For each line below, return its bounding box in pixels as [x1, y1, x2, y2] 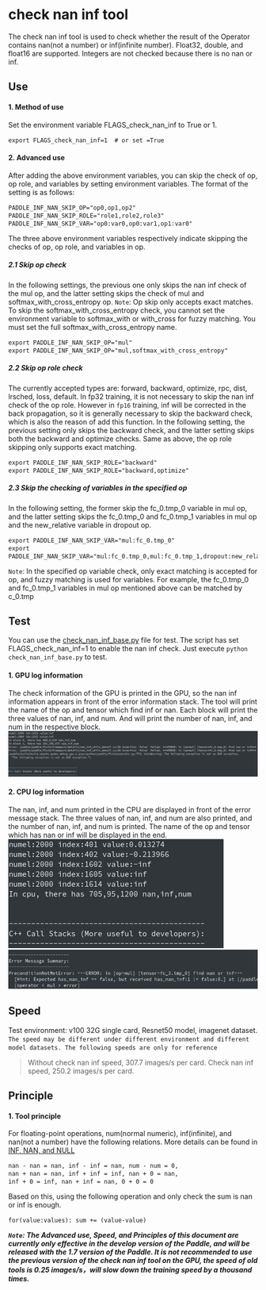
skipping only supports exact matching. [8, 442, 137, 451]
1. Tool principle [8, 1111, 62, 1120]
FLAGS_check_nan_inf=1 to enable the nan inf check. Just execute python [8, 644, 248, 654]
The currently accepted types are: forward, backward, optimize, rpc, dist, [8, 383, 248, 393]
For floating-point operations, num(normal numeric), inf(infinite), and [8, 1129, 232, 1138]
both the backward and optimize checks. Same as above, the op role [8, 434, 232, 443]
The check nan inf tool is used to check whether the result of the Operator [8, 32, 251, 41]
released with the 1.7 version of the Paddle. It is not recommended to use [8, 1247, 253, 1257]
